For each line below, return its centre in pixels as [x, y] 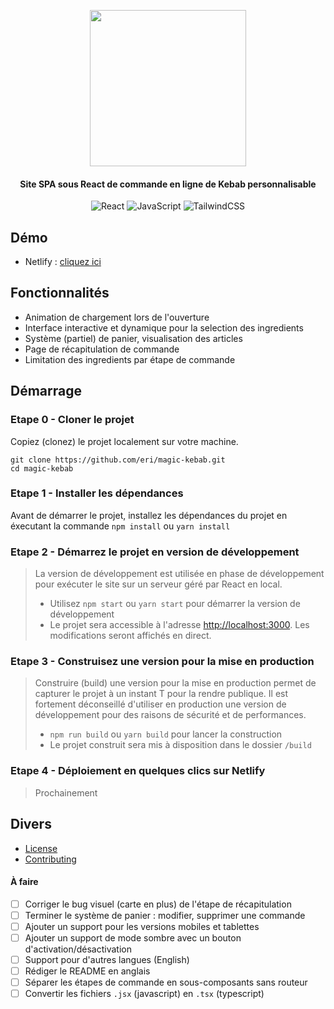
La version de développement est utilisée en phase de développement [179, 574]
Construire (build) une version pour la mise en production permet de [175, 683]
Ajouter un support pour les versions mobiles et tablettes [142, 926]
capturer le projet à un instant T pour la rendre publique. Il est [161, 694]
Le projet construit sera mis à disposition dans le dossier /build [180, 745]
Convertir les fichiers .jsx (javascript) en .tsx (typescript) [144, 994]
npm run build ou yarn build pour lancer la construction [166, 734]
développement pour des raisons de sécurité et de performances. [170, 715]
